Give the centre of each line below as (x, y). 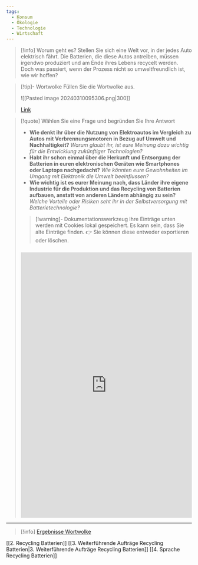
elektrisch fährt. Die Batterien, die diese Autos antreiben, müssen (100, 57)
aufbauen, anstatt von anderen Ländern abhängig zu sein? (103, 195)
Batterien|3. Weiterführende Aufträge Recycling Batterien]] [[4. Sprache (93, 549)
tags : (13, 12)
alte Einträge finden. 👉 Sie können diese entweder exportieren (112, 232)
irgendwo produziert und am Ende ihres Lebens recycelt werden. (99, 63)
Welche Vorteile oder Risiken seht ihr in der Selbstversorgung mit (108, 202)
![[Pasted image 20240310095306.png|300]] (75, 98)
